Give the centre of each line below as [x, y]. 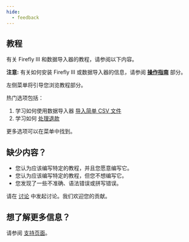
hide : [13, 12]
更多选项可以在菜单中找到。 [41, 132]
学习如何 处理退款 [37, 118]
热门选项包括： [25, 98]
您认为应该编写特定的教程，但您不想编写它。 [71, 176]
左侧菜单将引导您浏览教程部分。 [46, 85]
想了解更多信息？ [38, 217]
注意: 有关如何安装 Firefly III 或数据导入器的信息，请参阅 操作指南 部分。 [96, 72]
